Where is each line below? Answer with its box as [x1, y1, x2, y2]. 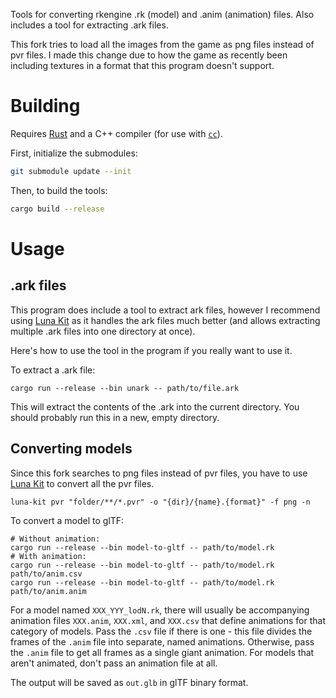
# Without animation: [10, 534, 101, 544]
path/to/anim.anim [10, 586, 87, 596]
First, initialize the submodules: [10, 147, 138, 159]
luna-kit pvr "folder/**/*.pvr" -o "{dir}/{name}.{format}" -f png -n [10, 497, 311, 507]
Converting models [10, 440, 133, 458]
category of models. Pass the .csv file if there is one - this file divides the [10, 625, 313, 637]
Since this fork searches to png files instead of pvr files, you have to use [10, 467, 308, 479]
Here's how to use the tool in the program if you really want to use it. [10, 344, 293, 356]
